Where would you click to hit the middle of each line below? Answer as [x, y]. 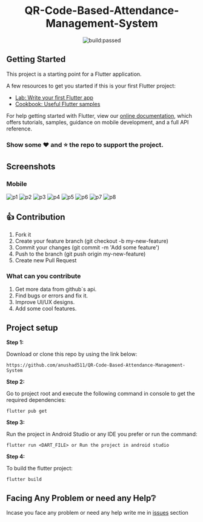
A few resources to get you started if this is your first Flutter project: [91, 86]
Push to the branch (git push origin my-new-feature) [80, 254]
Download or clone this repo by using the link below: [72, 354]
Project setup [32, 327]
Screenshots [31, 167]
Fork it [23, 235]
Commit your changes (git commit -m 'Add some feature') [87, 248]
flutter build [24, 480]
